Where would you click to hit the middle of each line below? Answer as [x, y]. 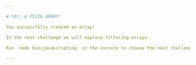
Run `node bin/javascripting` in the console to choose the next [87, 48]
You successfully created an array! [50, 27]
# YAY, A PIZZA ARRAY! [34, 16]
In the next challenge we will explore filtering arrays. [78, 37]
